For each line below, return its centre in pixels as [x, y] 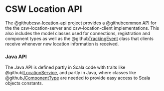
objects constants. [24, 83]
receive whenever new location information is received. [62, 44]
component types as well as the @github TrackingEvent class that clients [79, 39]
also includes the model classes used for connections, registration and [78, 33]
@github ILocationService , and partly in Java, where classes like [71, 73]
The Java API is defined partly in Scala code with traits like [65, 67]
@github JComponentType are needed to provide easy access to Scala [78, 78]
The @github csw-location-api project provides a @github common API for [81, 23]
